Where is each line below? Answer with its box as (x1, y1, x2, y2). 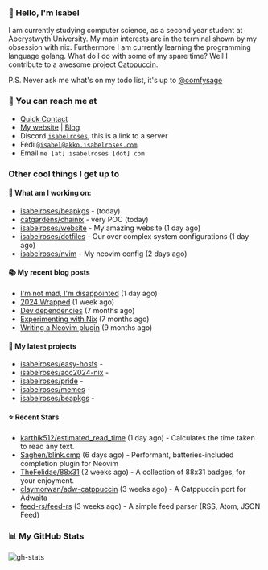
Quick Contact (19, 114, 68, 123)
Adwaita (19, 493, 48, 502)
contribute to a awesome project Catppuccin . (8, 60, 159, 69)
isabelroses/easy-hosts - (19, 359, 103, 369)
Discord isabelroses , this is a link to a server (19, 130, 168, 140)
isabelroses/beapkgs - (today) (19, 205, 121, 216)
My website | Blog (19, 122, 80, 132)
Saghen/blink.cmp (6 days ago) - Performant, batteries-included (19, 450, 234, 460)
